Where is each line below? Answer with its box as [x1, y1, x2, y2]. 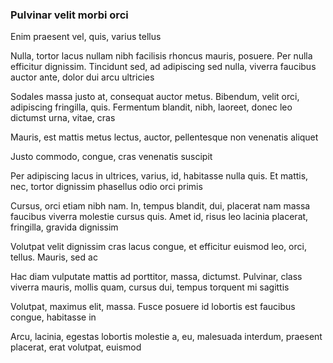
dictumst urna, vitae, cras [10, 112, 116, 124]
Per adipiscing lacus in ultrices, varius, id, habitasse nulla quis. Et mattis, [10, 170, 309, 182]
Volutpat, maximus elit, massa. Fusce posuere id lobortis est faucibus [10, 301, 296, 313]
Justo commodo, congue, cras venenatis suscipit [10, 151, 213, 163]
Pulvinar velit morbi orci [10, 8, 129, 22]
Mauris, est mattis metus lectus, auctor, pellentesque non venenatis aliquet [10, 131, 319, 143]
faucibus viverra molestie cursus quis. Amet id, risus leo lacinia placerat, [10, 211, 309, 223]
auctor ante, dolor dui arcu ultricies [10, 71, 155, 83]
